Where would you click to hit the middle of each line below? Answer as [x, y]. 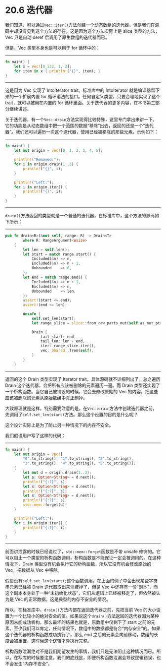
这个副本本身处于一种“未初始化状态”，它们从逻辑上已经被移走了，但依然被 [81, 593]
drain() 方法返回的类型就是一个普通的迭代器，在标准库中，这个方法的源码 [80, 216]
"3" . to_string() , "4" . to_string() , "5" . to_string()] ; [79, 463]
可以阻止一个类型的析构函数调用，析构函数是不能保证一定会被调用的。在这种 [83, 558]
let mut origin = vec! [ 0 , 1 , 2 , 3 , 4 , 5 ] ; [58, 151]
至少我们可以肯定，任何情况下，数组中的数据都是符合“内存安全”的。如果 [87, 628]
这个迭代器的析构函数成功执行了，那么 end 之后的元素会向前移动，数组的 [80, 635]
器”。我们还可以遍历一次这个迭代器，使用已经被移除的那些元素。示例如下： [82, 132]
